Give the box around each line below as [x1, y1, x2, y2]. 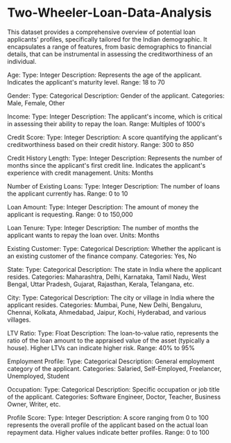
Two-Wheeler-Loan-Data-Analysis [7, 5, 212, 21]
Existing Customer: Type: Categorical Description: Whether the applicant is [7, 244, 221, 252]
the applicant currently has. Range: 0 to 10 [7, 189, 128, 198]
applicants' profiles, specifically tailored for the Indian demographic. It [7, 35, 207, 43]
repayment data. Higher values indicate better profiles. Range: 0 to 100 [7, 428, 209, 436]
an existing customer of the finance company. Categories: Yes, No [7, 252, 197, 260]
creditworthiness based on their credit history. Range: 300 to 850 [7, 140, 194, 148]
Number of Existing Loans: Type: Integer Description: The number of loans [7, 182, 221, 190]
